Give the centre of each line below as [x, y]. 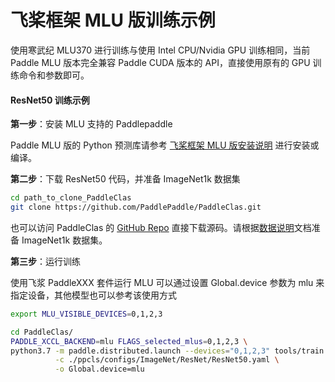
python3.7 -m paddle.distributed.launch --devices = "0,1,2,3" [140, 351]
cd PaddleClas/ [42, 332]
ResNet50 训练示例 [50, 100]
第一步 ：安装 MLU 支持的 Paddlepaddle [91, 124]
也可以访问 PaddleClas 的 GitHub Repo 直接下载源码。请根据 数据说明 [152, 227]
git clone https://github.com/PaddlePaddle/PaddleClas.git [136, 207]
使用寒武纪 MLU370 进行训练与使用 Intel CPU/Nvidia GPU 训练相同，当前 [160, 50]
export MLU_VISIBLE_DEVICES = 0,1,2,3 [86, 314]
